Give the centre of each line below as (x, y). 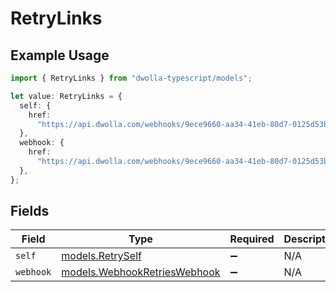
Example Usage (60, 55)
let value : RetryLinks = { (66, 96)
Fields (30, 211)
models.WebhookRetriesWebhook (141, 272)
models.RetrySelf (101, 256)
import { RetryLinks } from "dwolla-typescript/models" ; (131, 78)
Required (252, 239)
